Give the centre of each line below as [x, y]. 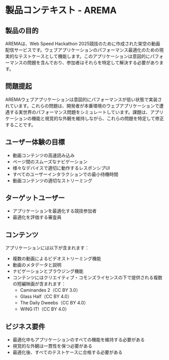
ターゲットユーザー [35, 198]
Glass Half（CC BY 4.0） [46, 296]
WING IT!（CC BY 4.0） [45, 309]
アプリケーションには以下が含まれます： [47, 248]
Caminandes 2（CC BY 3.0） [50, 290]
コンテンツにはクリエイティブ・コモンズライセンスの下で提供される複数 [88, 278]
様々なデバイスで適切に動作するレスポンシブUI [61, 168]
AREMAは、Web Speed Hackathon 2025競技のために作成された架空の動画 [83, 44]
